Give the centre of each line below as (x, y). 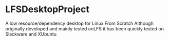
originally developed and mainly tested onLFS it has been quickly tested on (85, 28)
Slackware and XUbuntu (31, 34)
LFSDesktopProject (48, 9)
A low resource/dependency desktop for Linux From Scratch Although (80, 23)
